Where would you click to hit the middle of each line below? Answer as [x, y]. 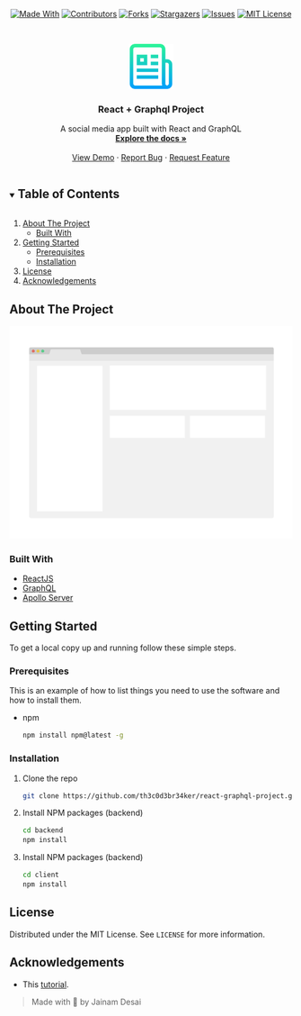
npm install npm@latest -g [73, 735]
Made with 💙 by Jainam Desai [86, 1002]
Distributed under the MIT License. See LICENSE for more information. [137, 934]
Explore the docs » [151, 139]
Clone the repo [50, 778]
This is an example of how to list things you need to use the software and [145, 691]
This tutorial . [45, 984]
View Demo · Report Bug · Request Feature [151, 158]
